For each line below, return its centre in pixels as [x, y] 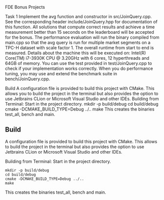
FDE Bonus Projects [25, 7]
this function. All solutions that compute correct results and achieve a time [80, 27]
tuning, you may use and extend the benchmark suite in [61, 74]
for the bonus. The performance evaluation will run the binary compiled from [82, 37]
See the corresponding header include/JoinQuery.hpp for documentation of [81, 22]
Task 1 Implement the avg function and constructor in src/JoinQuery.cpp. [79, 16]
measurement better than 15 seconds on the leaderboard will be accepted [80, 32]
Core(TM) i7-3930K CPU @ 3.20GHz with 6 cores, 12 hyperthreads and [77, 58]
